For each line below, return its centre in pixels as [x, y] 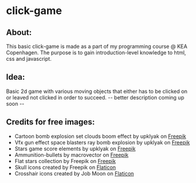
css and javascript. [29, 59]
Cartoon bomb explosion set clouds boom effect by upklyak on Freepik [100, 136]
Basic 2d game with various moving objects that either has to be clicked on [97, 91]
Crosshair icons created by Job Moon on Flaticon [74, 173]
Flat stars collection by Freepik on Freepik [65, 161]
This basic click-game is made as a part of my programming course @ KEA [97, 46]
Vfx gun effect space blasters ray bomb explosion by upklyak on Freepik [102, 142]
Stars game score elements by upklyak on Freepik [75, 149]
